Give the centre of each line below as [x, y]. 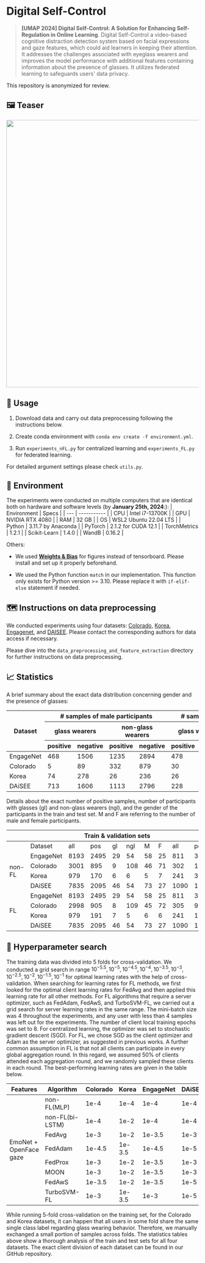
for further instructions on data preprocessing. [65, 657]
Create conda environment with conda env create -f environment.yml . [104, 436]
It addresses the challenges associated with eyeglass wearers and [105, 54]
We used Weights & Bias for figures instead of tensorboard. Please [99, 557]
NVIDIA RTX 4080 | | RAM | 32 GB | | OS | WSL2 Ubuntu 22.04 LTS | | [94, 520]
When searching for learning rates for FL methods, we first [107, 983]
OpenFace [24, 1150]
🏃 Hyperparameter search [57, 947]
